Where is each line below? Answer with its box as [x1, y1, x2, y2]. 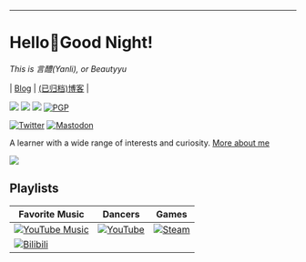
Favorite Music [17, 207, 85, 220]
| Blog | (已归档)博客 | [9, 83, 89, 94]
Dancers [102, 207, 140, 220]
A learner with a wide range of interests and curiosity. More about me [9, 137, 270, 148]
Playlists [9, 181, 59, 196]
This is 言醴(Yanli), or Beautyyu [9, 63, 127, 74]
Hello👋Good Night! [9, 33, 153, 53]
